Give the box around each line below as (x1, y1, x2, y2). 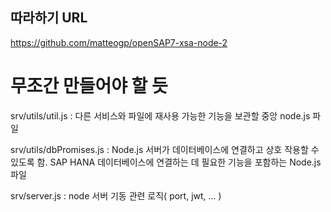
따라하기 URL (10, 9, 88, 27)
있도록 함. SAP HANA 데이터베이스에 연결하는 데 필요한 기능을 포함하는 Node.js (10, 156, 322, 168)
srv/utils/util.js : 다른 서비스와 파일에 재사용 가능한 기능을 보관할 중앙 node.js (10, 109, 311, 122)
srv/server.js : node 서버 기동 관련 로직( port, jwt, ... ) (10, 189, 222, 202)
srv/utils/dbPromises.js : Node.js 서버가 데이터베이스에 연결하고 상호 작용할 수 (10, 143, 320, 155)
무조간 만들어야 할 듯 (10, 75, 168, 97)
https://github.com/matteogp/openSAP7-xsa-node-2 (10, 36, 228, 48)
